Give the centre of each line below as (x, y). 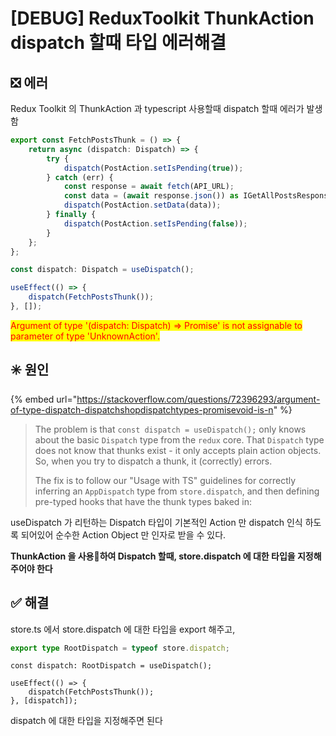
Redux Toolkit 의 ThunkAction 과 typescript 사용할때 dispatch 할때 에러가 (157, 108)
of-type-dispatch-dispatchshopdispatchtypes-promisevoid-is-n (142, 409)
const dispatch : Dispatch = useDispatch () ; (102, 270)
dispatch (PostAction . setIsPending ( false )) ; (155, 223)
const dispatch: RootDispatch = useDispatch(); (111, 666)
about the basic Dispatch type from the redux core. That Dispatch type (179, 439)
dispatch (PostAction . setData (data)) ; (142, 205)
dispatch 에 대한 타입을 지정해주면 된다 (86, 721)
